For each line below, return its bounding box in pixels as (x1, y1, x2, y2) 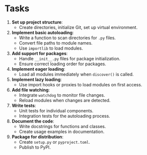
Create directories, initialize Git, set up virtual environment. (19, 24, 138, 30)
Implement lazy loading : (11, 77, 62, 82)
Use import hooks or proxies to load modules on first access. (19, 81, 143, 87)
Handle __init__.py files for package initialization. (19, 55, 121, 61)
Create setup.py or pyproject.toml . (19, 139, 90, 145)
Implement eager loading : (11, 66, 66, 72)
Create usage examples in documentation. (19, 129, 105, 134)
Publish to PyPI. (19, 144, 51, 150)
